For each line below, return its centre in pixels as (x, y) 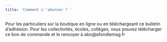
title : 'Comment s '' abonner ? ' (39, 10)
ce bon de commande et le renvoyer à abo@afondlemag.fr (65, 34)
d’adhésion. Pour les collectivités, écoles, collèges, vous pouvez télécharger (83, 29)
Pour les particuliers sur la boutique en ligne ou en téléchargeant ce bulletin (83, 24)
